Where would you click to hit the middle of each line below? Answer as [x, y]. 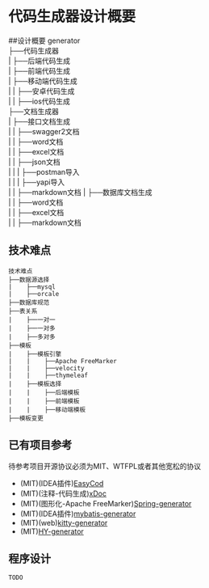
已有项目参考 [40, 445]
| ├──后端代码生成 [40, 61]
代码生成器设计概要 [72, 17]
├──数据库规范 [29, 302]
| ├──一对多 [32, 328]
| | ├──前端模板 [44, 401]
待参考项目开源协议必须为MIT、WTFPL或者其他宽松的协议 [105, 466]
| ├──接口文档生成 [40, 121]
